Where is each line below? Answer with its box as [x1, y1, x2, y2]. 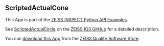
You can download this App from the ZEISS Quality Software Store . [5, 35, 140, 41]
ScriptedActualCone [5, 4, 69, 12]
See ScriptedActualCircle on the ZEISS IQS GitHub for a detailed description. [5, 26, 160, 32]
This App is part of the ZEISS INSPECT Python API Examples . [5, 16, 128, 22]
